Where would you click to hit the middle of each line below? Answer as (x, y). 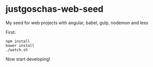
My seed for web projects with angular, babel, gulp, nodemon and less (77, 23)
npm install (18, 41)
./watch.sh (17, 50)
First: (11, 32)
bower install (20, 45)
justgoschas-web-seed (55, 9)
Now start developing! (28, 59)
